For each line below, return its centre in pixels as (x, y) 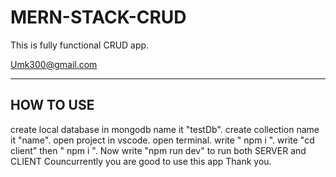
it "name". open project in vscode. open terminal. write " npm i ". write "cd (162, 140)
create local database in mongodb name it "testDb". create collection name (165, 129)
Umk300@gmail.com (54, 64)
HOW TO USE (52, 105)
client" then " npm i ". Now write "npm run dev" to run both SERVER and (158, 150)
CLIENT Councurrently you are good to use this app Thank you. (141, 161)
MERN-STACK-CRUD (98, 17)
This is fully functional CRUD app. (80, 45)
